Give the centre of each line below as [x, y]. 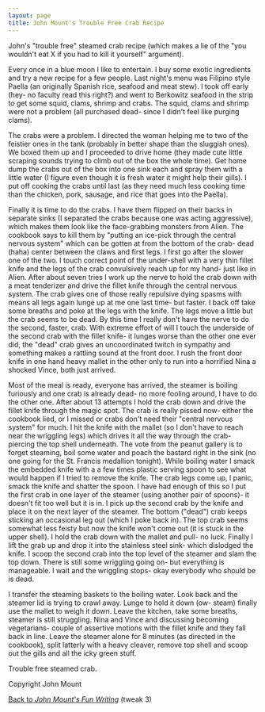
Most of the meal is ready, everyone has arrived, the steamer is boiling [123, 385]
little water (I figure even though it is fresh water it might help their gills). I [127, 177]
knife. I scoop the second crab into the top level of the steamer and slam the [132, 553]
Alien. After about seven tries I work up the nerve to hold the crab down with [132, 277]
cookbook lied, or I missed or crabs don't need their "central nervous [121, 419]
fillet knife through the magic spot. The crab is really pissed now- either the [131, 410]
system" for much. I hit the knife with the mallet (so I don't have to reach [126, 427]
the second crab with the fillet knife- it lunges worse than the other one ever [132, 336]
